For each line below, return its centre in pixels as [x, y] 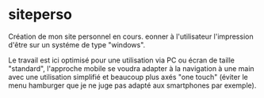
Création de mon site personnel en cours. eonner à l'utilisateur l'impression [131, 36]
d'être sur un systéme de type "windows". [77, 44]
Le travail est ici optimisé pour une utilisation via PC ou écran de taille [122, 60]
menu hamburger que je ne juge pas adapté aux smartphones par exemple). [132, 85]
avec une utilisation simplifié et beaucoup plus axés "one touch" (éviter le [128, 77]
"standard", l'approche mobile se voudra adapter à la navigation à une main [132, 68]
